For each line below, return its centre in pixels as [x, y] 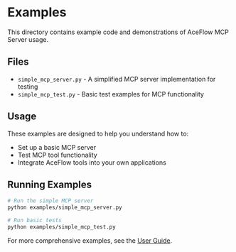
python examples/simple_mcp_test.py [61, 227]
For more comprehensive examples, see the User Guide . [90, 240]
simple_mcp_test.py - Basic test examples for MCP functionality [111, 94]
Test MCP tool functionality [57, 155]
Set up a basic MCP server [57, 147]
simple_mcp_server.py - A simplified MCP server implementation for [117, 79]
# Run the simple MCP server [50, 201]
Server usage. [28, 39]
